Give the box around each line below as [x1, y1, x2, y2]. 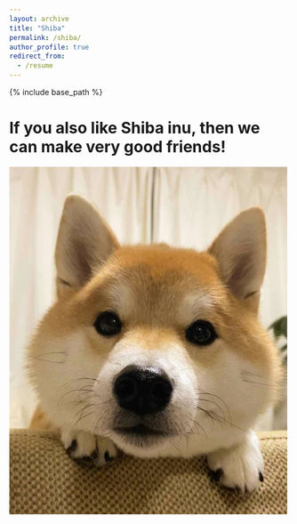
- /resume [17, 61, 53, 70]
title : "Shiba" [9, 23, 66, 33]
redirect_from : [9, 52, 66, 61]
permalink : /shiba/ [9, 33, 82, 42]
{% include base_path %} [9, 87, 103, 97]
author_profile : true [9, 43, 90, 52]
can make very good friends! [9, 137, 227, 157]
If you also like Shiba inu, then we [9, 118, 261, 138]
